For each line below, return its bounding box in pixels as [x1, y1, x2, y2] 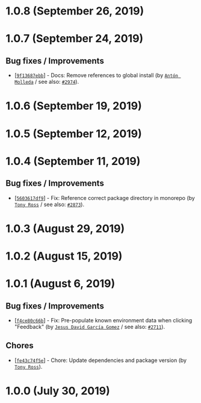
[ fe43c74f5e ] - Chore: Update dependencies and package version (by [14, 357, 187, 364]
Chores [5, 340, 34, 351]
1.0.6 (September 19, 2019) [5, 99, 142, 113]
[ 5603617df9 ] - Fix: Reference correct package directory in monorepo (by [14, 194, 195, 201]
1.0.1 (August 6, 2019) [5, 277, 116, 290]
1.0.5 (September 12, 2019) [5, 127, 142, 140]
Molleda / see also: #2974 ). [14, 78, 79, 86]
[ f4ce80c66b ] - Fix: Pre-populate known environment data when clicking [14, 316, 193, 323]
